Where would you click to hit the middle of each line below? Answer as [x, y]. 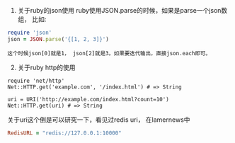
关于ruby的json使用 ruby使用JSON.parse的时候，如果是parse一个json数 [122, 10]
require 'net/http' [36, 81]
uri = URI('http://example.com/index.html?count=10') [88, 99]
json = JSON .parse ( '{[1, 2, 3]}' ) [58, 39]
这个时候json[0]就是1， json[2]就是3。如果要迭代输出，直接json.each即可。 [109, 53]
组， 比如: [32, 19]
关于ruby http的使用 [46, 67]
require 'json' [30, 33]
